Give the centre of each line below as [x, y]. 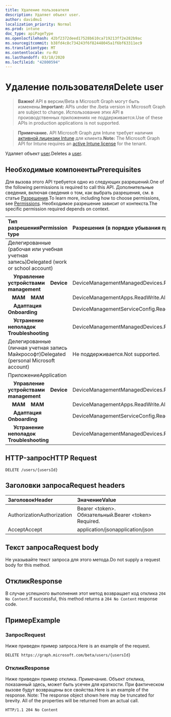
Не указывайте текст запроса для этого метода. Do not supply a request [83, 560]
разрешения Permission [38, 228]
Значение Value [96, 500]
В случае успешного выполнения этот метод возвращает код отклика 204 [86, 593]
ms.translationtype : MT [31, 48]
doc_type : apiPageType [29, 34]
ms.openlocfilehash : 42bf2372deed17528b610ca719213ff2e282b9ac [74, 39]
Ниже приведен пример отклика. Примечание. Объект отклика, [75, 679]
